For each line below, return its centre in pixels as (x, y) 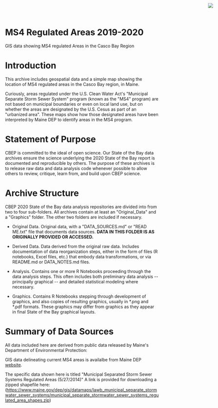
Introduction (31, 66)
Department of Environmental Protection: (46, 350)
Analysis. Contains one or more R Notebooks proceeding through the (81, 271)
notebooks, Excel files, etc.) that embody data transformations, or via (81, 256)
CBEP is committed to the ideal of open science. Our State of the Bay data (79, 153)
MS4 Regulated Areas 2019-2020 (74, 32)
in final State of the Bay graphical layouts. (54, 311)
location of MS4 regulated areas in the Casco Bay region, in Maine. (72, 84)
